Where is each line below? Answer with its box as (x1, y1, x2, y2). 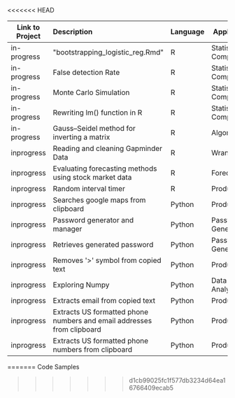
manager (52, 224, 83, 234)
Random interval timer (52, 184, 126, 193)
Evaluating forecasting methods (52, 164, 157, 173)
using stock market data (52, 173, 132, 182)
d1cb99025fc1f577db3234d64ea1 (129, 376, 226, 384)
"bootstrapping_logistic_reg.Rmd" (52, 48, 164, 57)
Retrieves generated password (52, 240, 154, 249)
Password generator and (52, 215, 134, 225)
